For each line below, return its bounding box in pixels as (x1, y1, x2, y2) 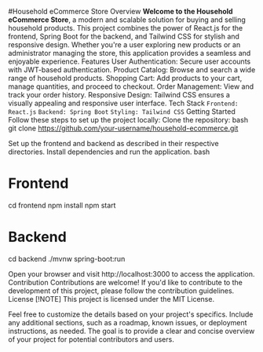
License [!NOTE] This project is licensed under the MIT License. (8, 294, 214, 303)
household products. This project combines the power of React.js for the (8, 24, 243, 32)
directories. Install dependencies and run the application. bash (8, 147, 210, 156)
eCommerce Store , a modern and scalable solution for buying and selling (8, 15, 246, 24)
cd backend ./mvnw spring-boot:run (8, 254, 126, 263)
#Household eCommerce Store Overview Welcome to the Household (8, 7, 233, 16)
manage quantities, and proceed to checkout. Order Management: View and (8, 82, 254, 91)
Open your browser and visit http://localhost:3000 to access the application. (8, 269, 255, 278)
